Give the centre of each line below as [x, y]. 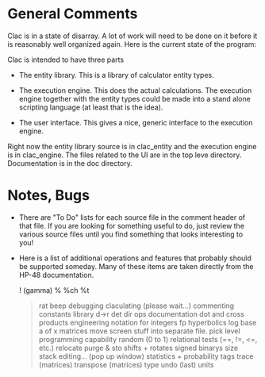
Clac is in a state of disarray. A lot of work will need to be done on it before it [132, 36]
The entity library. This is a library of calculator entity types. [117, 75]
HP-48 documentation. [56, 275]
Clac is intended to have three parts [66, 60]
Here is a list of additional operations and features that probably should [135, 258]
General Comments [73, 14]
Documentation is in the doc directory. [70, 163]
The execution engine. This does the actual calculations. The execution [135, 90]
